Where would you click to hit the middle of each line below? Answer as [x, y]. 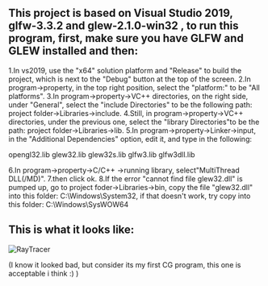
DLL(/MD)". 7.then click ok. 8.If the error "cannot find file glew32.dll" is [126, 178]
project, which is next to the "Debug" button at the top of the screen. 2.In [130, 79]
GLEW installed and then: [73, 51]
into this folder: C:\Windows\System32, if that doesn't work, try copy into [130, 196]
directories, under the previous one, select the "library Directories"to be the [134, 122]
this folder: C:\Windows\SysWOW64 [69, 204]
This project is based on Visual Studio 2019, [121, 13]
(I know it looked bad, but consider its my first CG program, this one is [125, 264]
